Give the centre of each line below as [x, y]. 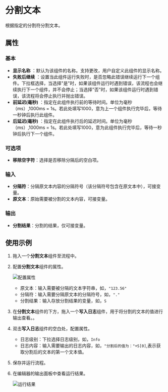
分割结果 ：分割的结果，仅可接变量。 [50, 225]
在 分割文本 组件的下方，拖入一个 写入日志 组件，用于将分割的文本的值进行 [88, 312]
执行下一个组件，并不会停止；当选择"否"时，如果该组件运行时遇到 [85, 90]
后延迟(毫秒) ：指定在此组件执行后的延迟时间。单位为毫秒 [72, 121]
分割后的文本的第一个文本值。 [55, 352]
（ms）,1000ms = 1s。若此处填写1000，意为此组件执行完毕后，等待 [83, 127]
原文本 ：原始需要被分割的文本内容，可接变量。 [61, 199]
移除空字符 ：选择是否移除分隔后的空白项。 [57, 160]
